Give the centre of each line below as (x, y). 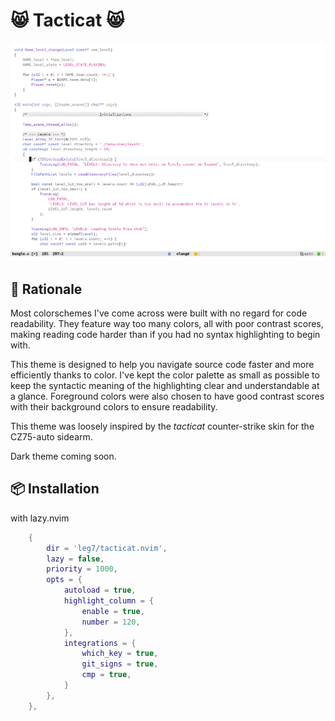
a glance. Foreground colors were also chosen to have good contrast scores (167, 396)
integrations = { (100, 643)
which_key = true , (120, 654)
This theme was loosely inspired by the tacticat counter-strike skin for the (162, 426)
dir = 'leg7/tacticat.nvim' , (107, 548)
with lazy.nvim (40, 518)
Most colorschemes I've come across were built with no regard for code (159, 313)
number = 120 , (111, 622)
